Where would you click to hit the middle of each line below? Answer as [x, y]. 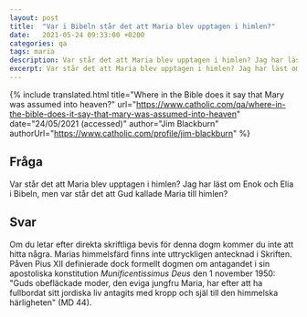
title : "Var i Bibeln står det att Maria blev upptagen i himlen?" [143, 26]
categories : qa [38, 43]
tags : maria [32, 52]
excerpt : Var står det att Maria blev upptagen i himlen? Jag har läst [148, 69]
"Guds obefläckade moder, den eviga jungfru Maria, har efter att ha [136, 282]
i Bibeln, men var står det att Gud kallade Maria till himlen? [119, 193]
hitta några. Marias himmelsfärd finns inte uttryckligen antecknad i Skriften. [151, 254]
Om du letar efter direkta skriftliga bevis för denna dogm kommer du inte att [152, 244]
